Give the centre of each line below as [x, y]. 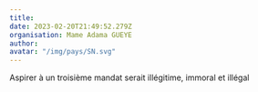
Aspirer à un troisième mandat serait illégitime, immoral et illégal [129, 77]
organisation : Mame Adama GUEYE [71, 35]
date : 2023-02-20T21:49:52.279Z [71, 26]
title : [22, 18]
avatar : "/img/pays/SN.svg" [63, 52]
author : [24, 43]
